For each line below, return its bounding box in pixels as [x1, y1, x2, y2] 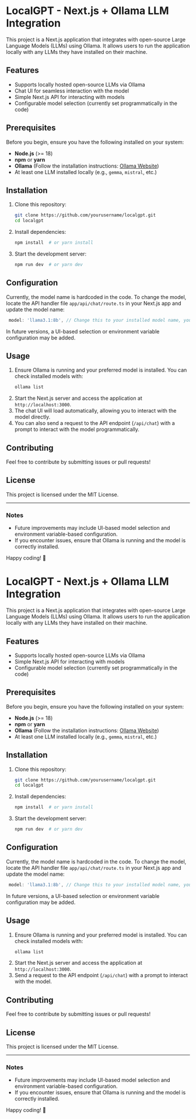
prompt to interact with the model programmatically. [14, 426, 140, 433]
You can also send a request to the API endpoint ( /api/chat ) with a [14, 420, 175, 427]
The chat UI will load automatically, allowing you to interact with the [14, 407, 177, 414]
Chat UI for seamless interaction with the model [14, 87, 129, 94]
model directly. [14, 413, 51, 420]
